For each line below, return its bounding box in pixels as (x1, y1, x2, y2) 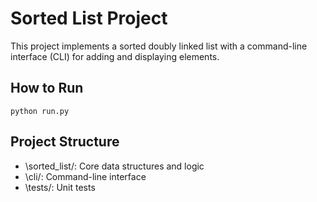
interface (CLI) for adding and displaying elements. (10, 50, 220, 62)
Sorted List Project (10, 7, 168, 30)
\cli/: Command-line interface (24, 170, 147, 182)
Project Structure (10, 133, 120, 151)
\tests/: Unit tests (24, 181, 96, 193)
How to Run (10, 80, 84, 97)
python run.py (10, 106, 70, 116)
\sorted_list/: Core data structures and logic (24, 160, 205, 172)
